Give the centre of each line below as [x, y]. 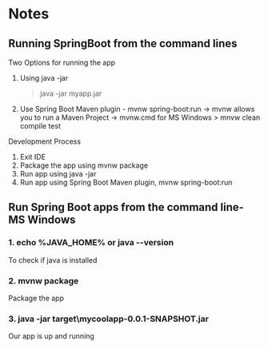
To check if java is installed [53, 260]
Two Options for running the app [62, 62]
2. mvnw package [44, 280]
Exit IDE [33, 157]
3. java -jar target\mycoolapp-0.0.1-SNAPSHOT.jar [109, 319]
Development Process [45, 141]
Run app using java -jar [58, 174]
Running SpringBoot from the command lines [123, 44]
